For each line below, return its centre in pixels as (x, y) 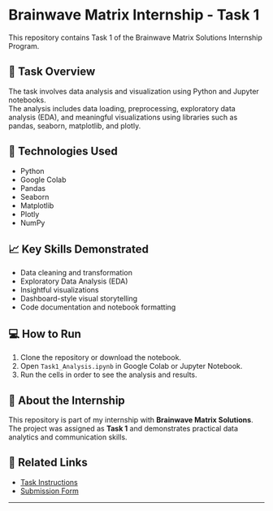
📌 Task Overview (52, 72)
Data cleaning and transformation (76, 273)
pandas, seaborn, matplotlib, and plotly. (75, 126)
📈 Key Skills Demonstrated (78, 249)
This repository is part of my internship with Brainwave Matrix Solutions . (131, 420)
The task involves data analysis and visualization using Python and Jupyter (134, 91)
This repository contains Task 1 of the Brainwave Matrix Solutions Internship (135, 37)
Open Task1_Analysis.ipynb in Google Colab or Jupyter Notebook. (131, 366)
